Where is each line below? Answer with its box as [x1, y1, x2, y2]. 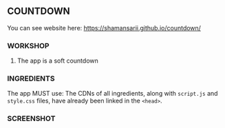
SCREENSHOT [7, 114, 56, 123]
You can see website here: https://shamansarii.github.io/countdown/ [7, 23, 202, 32]
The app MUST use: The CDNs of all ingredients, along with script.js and [7, 89, 218, 98]
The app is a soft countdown [17, 56, 98, 65]
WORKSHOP [7, 41, 50, 50]
